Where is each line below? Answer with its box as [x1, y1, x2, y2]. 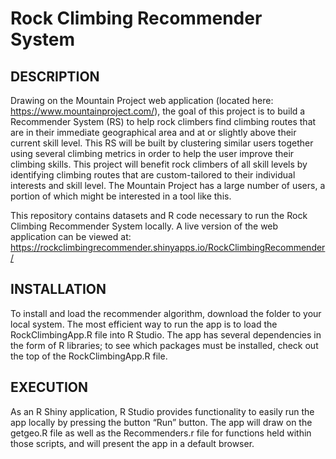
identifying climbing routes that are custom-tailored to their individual [10, 169, 296, 181]
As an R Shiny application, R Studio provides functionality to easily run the [10, 405, 315, 417]
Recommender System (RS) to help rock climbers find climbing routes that [10, 116, 317, 127]
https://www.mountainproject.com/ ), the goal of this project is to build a [10, 105, 306, 117]
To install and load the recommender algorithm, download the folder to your [10, 307, 322, 319]
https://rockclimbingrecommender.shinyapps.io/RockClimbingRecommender [10, 242, 326, 253]
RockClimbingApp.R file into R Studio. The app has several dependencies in [10, 328, 322, 341]
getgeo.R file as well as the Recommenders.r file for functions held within [10, 427, 312, 439]
